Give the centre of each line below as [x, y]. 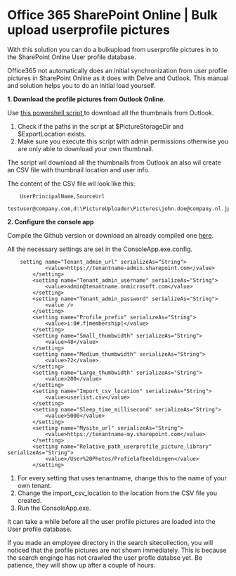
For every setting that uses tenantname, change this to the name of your [122, 478]
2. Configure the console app [51, 222]
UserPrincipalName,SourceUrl [63, 196]
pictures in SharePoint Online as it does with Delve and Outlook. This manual [118, 78]
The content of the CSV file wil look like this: [71, 184]
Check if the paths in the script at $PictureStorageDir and [100, 126]
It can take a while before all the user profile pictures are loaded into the [111, 521]
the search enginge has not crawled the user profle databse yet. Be [105, 557]
